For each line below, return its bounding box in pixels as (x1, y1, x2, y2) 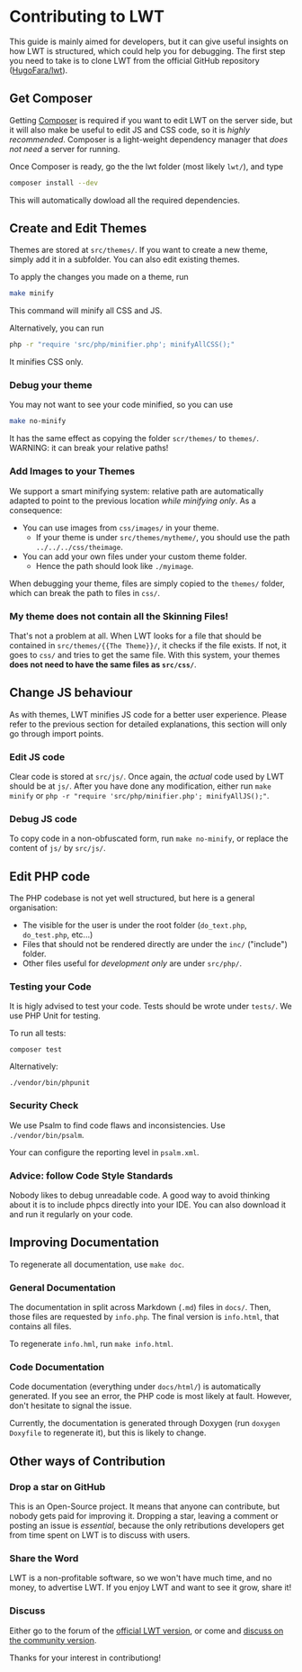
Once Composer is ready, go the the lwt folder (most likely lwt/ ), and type (9, 160, 284, 172)
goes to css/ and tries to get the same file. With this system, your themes (9, 649, 280, 660)
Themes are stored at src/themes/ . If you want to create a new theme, (9, 245, 268, 256)
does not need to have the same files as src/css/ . (9, 659, 197, 670)
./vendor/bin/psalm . (9, 1129, 84, 1140)
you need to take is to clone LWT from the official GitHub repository (9, 55, 261, 66)
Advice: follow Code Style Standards (9, 1169, 173, 1181)
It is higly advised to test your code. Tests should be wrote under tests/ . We (9, 1001, 292, 1012)
